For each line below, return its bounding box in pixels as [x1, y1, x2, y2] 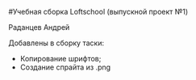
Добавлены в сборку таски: [8, 38, 105, 48]
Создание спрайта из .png [19, 62, 111, 72]
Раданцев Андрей [8, 23, 70, 32]
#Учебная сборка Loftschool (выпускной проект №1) [8, 7, 189, 16]
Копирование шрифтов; [19, 54, 102, 63]
